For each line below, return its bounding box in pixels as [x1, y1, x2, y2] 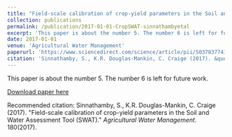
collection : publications [7, 17, 81, 24]
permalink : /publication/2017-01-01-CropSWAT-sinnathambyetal [7, 23, 190, 30]
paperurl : [7, 49, 36, 56]
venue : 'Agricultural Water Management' [7, 42, 126, 49]
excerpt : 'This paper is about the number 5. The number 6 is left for [7, 29, 217, 37]
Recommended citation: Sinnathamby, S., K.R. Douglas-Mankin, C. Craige [7, 101, 216, 109]
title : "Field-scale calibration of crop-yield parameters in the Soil [7, 10, 217, 17]
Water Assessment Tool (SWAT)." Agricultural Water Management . [7, 116, 197, 124]
